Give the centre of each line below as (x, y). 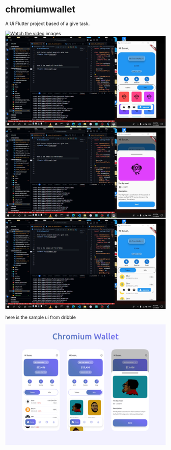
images (53, 33)
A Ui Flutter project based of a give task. (48, 23)
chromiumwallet (40, 9)
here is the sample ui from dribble (41, 317)
